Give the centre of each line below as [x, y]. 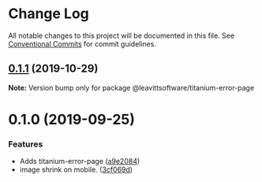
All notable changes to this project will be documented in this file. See [122, 35]
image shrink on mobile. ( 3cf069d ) [76, 169]
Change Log [49, 14]
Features [26, 144]
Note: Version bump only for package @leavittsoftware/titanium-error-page [131, 87]
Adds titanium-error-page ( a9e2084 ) [80, 162]
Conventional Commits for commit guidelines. [82, 43]
